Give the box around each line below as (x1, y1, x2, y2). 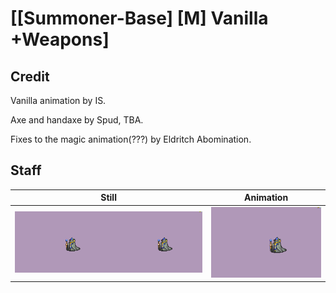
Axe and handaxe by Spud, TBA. (10, 114, 144, 126)
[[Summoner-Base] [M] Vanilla (10, 7, 269, 30)
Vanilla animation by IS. (10, 95, 107, 106)
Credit (10, 68, 50, 85)
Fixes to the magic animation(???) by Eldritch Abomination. (10, 133, 252, 145)
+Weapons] (10, 28, 110, 51)
